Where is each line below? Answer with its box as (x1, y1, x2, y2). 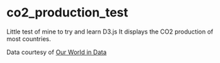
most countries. (6, 34, 51, 42)
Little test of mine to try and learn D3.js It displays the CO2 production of (6, 27, 214, 36)
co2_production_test (6, 5, 129, 21)
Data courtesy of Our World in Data (6, 48, 107, 56)
